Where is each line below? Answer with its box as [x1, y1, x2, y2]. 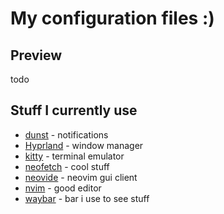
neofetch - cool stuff [24, 160, 110, 172]
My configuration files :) [10, 7, 215, 30]
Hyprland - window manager [24, 139, 144, 151]
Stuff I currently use [10, 102, 138, 119]
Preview [10, 47, 63, 64]
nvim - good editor [24, 182, 102, 194]
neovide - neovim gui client [24, 171, 138, 183]
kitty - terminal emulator [24, 150, 125, 162]
